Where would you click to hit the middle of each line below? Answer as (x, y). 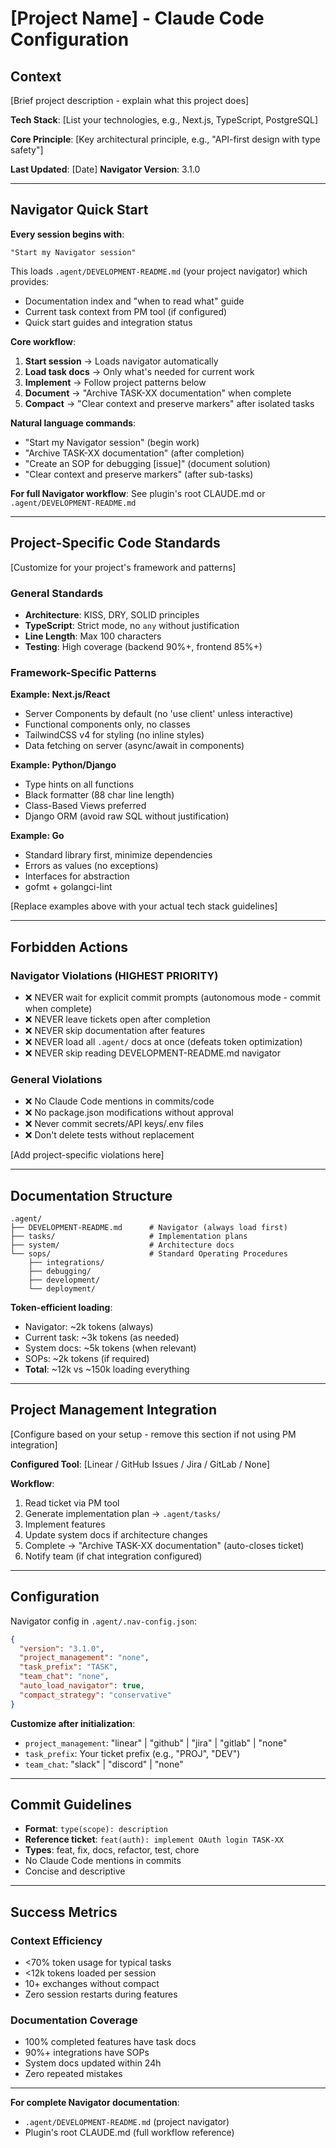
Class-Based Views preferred (85, 806)
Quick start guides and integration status (108, 322)
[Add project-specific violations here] (87, 1155)
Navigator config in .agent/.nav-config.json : (104, 1621)
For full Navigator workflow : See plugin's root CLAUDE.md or (138, 493)
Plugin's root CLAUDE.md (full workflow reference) (129, 2133)
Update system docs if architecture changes (116, 1534)
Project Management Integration (113, 1410)
